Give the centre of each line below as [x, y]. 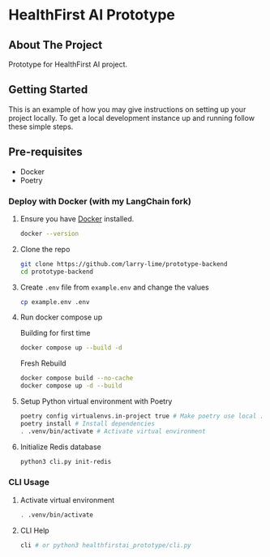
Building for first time [55, 333]
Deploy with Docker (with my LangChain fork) [100, 201]
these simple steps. [41, 126]
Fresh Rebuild [43, 363]
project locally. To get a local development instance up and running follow [132, 118]
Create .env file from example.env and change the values [114, 287]
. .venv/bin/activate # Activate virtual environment [113, 431]
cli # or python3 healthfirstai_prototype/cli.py [106, 545]
